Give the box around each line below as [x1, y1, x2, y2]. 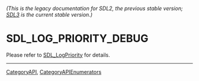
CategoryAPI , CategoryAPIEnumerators [6, 68, 102, 75]
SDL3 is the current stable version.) [6, 11, 93, 18]
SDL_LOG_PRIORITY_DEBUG [6, 31, 149, 45]
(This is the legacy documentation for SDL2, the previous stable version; [6, 5, 183, 12]
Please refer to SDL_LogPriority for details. [6, 51, 111, 59]
